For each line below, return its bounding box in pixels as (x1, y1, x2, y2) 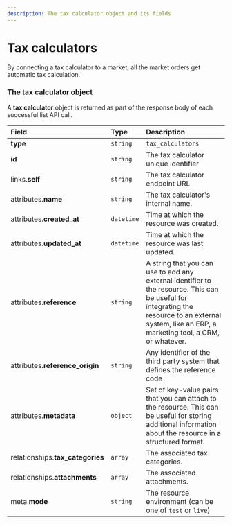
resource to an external (146, 310, 222, 320)
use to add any (146, 267, 195, 277)
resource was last (146, 238, 204, 248)
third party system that (146, 356, 220, 366)
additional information (146, 419, 217, 429)
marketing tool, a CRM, (146, 327, 220, 337)
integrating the (146, 302, 193, 311)
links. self (10, 174, 40, 184)
